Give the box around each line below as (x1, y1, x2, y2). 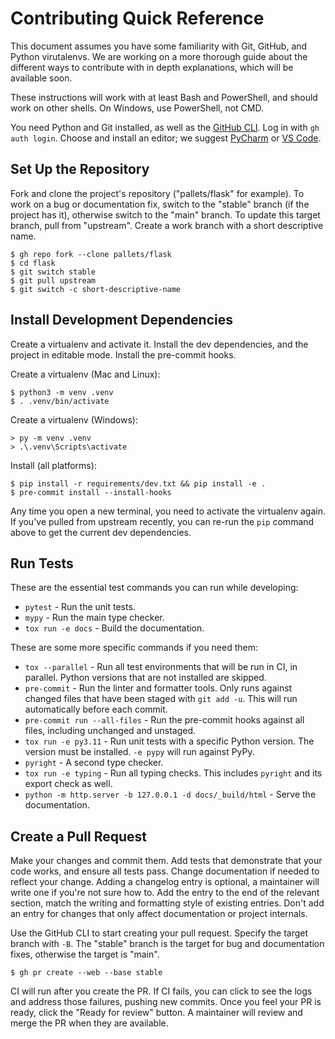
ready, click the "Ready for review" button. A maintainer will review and (10, 1007, 303, 1019)
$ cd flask (10, 258, 56, 268)
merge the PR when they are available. (10, 1017, 169, 1029)
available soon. (10, 72, 73, 84)
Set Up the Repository (10, 161, 150, 178)
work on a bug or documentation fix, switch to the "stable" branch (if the (10, 198, 310, 210)
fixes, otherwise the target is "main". (10, 948, 160, 961)
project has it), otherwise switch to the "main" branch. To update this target (10, 208, 321, 221)
